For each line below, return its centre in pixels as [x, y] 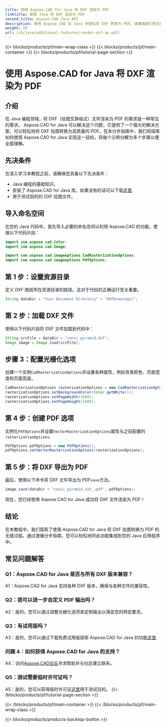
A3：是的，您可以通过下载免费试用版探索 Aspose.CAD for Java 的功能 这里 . [81, 638]
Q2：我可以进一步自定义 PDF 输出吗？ [50, 600]
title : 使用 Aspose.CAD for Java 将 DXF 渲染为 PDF [57, 10]
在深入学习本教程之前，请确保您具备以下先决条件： [57, 173]
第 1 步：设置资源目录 [37, 277]
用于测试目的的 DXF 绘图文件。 [44, 196]
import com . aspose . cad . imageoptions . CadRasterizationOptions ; [70, 256]
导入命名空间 [25, 214]
